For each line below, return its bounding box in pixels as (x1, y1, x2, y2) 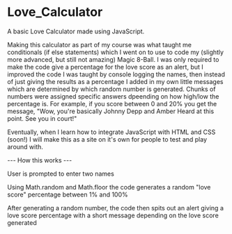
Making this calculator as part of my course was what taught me (7, 40, 192, 49)
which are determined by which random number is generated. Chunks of (7, 85, 216, 93)
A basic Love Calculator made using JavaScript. (7, 27, 145, 35)
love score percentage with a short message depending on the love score (7, 211, 219, 219)
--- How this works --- (7, 156, 72, 164)
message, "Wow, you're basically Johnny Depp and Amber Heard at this (7, 107, 215, 115)
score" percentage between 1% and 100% (7, 190, 129, 199)
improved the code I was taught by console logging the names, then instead (7, 70, 225, 78)
